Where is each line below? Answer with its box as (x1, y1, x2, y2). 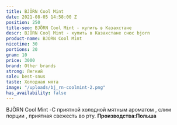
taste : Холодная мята (6, 79, 59, 85)
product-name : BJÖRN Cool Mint (6, 36, 82, 41)
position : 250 (6, 19, 41, 25)
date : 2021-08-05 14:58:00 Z (6, 14, 77, 20)
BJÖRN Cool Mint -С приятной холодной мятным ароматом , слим (6, 106, 171, 113)
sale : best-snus (6, 74, 46, 79)
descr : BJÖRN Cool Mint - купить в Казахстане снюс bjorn (6, 30, 150, 36)
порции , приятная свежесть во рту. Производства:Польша (6, 112, 157, 119)
